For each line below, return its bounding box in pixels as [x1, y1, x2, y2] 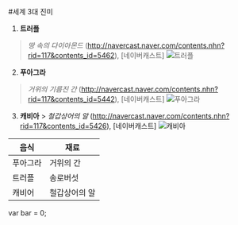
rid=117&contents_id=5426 [19, 122, 107, 130]
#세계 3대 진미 [8, 7, 53, 16]
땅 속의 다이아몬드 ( [27, 41, 88, 50]
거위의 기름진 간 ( [27, 84, 82, 94]
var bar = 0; [8, 208, 47, 217]
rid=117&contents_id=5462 [27, 51, 115, 60]
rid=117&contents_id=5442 [27, 95, 115, 103]
